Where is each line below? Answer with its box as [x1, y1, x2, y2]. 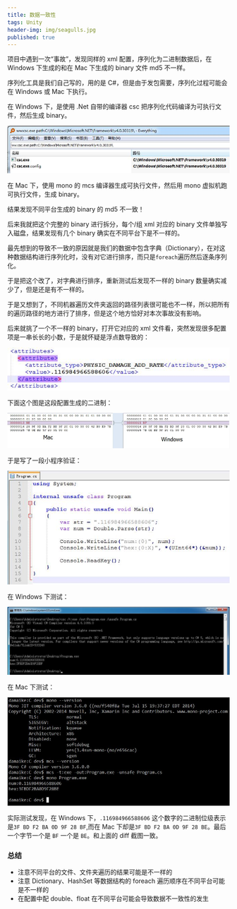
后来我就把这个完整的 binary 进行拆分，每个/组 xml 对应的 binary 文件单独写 [7, 220, 228, 228]
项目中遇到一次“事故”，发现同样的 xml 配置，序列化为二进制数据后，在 [7, 55, 212, 63]
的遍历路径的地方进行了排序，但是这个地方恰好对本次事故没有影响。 [7, 309, 205, 317]
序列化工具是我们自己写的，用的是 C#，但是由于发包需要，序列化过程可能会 [7, 78, 228, 87]
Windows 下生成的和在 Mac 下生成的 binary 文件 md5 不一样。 [7, 63, 189, 72]
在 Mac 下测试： [7, 683, 55, 691]
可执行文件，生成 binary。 [7, 190, 83, 198]
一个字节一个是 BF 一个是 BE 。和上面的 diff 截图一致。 [7, 831, 162, 839]
